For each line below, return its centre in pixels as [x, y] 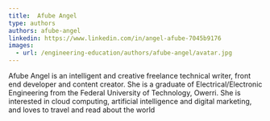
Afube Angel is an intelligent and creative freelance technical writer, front [130, 76]
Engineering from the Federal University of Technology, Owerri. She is [125, 93]
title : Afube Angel [43, 16]
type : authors [32, 23]
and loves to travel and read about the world [82, 110]
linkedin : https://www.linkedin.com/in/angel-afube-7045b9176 [115, 38]
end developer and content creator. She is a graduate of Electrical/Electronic [135, 84]
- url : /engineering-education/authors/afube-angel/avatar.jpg [124, 53]
